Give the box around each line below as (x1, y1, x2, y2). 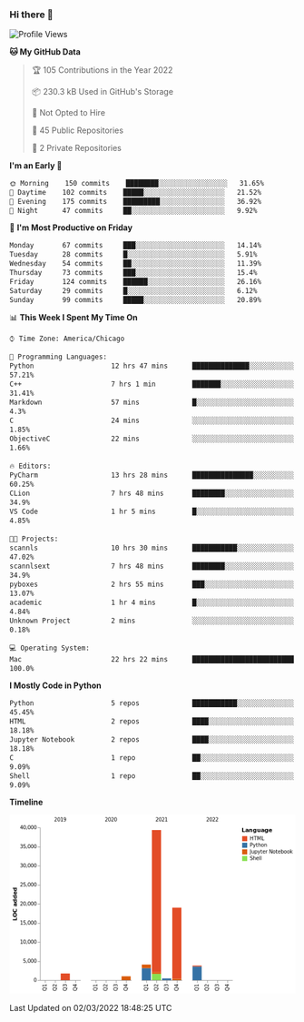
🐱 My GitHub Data (9, 46, 82, 57)
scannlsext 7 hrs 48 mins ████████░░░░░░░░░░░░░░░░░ (9, 562, 295, 572)
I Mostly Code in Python (9, 680, 102, 691)
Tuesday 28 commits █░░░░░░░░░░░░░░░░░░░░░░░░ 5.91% (9, 250, 258, 259)
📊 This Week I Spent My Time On (9, 312, 138, 323)
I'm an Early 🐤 (9, 160, 63, 171)
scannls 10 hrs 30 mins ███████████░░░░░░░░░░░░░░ (9, 543, 295, 553)
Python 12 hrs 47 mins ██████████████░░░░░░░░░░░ (9, 361, 295, 371)
